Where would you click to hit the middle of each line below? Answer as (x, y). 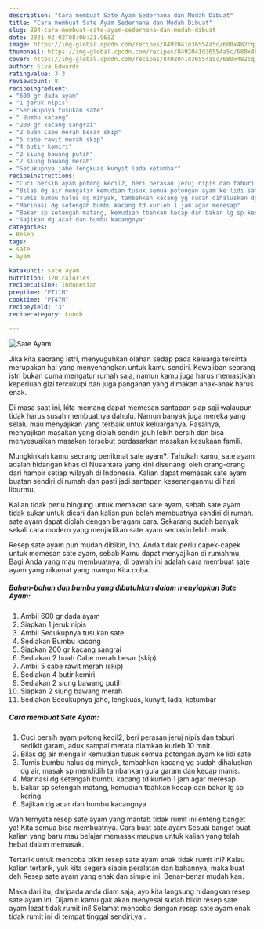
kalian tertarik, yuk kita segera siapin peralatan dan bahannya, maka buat (127, 868)
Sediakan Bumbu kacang (60, 641)
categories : (28, 227)
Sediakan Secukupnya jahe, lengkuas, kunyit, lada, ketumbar (118, 699)
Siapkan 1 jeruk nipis (53, 624)
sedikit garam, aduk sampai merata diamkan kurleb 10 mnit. (116, 745)
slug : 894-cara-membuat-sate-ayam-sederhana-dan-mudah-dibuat (112, 30)
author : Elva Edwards (44, 67)
